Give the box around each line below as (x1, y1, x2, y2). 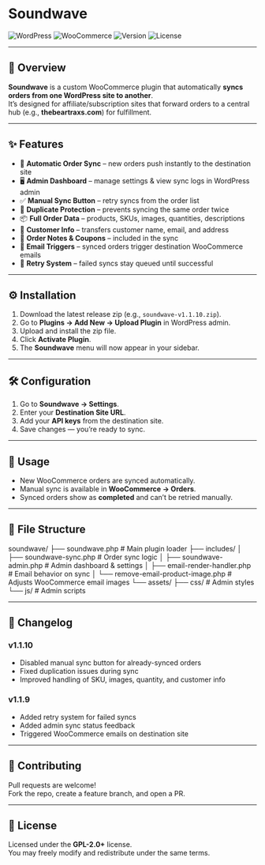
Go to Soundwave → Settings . (19, 400, 120, 409)
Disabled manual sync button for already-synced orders (19, 657, 202, 668)
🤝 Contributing (8, 759, 82, 773)
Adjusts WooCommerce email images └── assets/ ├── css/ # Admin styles (8, 577, 255, 587)
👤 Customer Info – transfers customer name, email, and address (19, 224, 230, 234)
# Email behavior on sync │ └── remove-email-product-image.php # (8, 569, 233, 578)
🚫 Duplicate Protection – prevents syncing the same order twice (19, 205, 230, 214)
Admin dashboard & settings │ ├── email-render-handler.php (50, 560, 252, 570)
